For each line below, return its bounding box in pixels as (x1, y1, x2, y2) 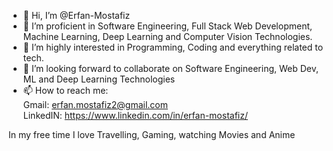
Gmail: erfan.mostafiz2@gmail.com (22, 99, 169, 110)
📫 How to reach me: (22, 85, 109, 96)
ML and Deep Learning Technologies (22, 73, 176, 85)
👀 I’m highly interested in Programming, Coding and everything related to (22, 41, 324, 53)
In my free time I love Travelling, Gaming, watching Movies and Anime (8, 129, 296, 140)
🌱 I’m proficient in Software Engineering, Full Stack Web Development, (22, 20, 313, 32)
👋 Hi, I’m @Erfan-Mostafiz (22, 10, 131, 21)
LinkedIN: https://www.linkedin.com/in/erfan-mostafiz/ (22, 110, 249, 121)
